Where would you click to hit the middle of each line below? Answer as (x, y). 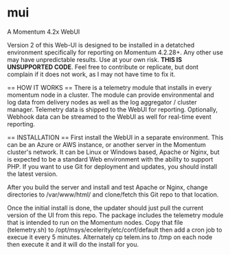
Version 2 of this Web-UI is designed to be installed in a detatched (101, 45)
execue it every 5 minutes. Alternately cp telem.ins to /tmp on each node (110, 237)
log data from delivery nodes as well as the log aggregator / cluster (102, 102)
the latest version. (33, 174)
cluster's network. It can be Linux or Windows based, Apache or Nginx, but (113, 152)
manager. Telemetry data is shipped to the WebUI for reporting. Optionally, (113, 109)
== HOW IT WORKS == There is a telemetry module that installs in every (110, 87)
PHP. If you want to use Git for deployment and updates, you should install (112, 166)
